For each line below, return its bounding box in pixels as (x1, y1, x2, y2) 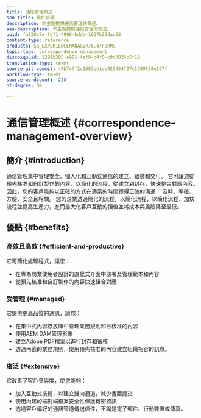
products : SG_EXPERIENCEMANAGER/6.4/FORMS (6, 43, 116, 49)
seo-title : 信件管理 (6, 15, 55, 21)
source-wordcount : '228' (6, 77, 69, 83)
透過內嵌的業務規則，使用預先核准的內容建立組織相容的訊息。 (15, 345, 171, 352)
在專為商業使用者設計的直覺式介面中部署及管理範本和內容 (15, 270, 160, 277)
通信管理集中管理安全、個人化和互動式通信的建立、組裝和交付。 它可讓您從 (6, 172, 195, 180)
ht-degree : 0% (6, 83, 43, 89)
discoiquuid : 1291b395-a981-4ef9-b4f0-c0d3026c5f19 (6, 54, 140, 60)
